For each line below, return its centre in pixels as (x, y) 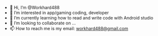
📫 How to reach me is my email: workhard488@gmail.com (69, 28)
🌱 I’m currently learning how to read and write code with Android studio (81, 18)
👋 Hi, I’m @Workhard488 (35, 8)
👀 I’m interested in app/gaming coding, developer (59, 13)
